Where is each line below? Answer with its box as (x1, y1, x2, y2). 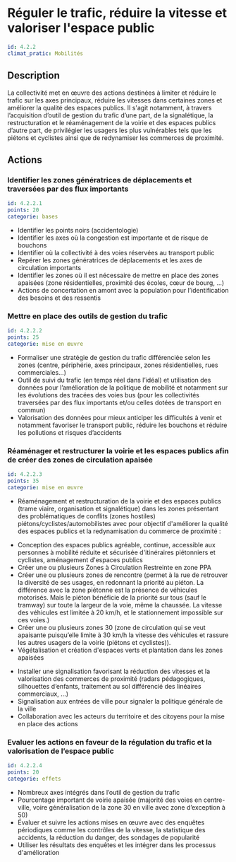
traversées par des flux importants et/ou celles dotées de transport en (17, 398, 222, 407)
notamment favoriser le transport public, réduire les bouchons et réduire (17, 421, 228, 429)
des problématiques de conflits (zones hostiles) (17, 511, 156, 520)
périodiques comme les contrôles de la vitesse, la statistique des (17, 825, 206, 834)
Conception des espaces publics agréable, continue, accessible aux (17, 540, 216, 549)
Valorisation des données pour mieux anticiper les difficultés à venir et (17, 413, 222, 421)
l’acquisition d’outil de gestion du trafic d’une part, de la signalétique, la (7, 111, 213, 120)
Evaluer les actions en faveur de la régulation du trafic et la (7, 737, 213, 747)
